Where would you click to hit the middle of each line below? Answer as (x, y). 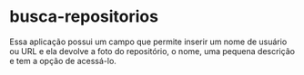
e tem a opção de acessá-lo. (63, 61)
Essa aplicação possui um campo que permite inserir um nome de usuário (148, 42)
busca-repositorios (84, 17)
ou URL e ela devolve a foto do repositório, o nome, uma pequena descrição (152, 51)
